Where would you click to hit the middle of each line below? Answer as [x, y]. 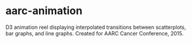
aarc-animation [44, 11]
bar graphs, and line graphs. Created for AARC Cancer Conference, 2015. [95, 33]
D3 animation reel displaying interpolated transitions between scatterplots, [96, 27]
